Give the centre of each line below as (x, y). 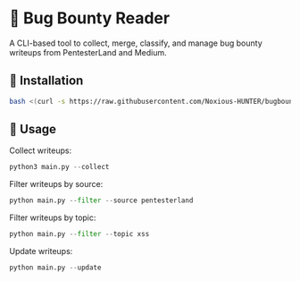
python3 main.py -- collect (59, 167)
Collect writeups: (41, 150)
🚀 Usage (33, 129)
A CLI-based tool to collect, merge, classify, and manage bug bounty (136, 43)
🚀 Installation (46, 81)
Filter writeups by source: (56, 184)
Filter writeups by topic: (53, 217)
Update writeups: (41, 251)
